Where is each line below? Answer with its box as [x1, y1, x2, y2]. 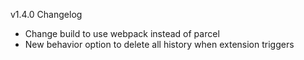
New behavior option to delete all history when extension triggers [24, 39, 295, 50]
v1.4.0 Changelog [10, 9, 83, 20]
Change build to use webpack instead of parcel [24, 28, 220, 39]
